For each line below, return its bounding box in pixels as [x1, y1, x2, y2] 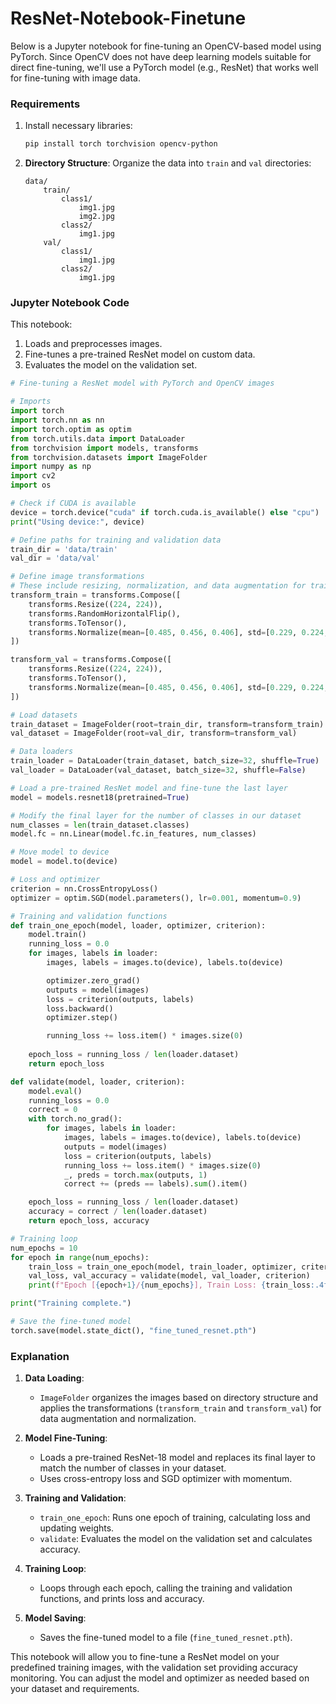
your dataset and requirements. [10, 1683, 140, 1695]
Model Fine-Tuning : [24, 1432, 108, 1444]
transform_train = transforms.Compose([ [10, 590, 182, 601]
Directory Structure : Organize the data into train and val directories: [24, 157, 312, 169]
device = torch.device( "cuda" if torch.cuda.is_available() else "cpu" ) [10, 507, 320, 517]
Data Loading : [24, 1372, 85, 1384]
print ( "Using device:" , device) [10, 517, 145, 527]
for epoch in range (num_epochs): [10, 1252, 150, 1262]
